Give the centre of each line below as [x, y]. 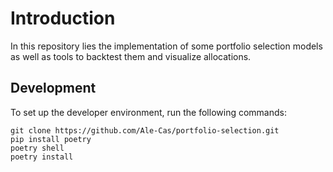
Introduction [63, 18]
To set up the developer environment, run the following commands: [148, 112]
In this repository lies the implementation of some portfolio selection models [166, 46]
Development [53, 88]
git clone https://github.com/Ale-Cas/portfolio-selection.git [145, 130]
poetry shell [37, 148]
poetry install [42, 157]
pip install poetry [51, 139]
